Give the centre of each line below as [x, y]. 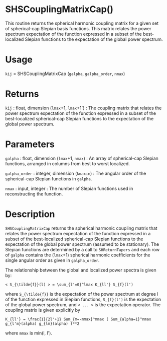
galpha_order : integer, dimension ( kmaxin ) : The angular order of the [76, 173]
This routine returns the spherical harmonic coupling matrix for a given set [82, 23]
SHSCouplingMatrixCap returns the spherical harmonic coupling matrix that [81, 228]
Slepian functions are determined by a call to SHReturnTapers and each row [82, 249]
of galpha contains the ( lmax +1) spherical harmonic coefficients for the [78, 255]
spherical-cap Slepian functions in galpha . [49, 179]
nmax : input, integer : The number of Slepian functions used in [69, 188]
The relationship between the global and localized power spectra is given [81, 270]
